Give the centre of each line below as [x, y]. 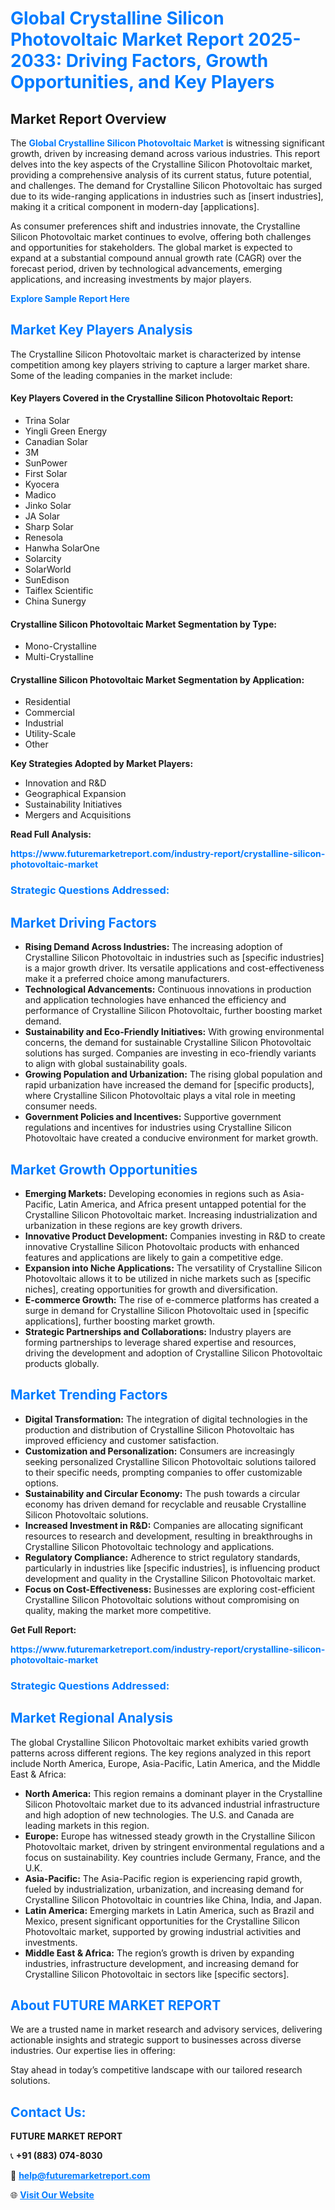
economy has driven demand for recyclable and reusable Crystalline [165, 1504]
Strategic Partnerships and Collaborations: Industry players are [158, 1331]
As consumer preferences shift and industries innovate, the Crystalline [155, 226]
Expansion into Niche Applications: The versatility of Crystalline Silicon [173, 1268]
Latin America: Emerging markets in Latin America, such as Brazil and [169, 1910]
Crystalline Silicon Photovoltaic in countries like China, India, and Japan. [173, 1899]
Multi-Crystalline [59, 657]
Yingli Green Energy [66, 431]
